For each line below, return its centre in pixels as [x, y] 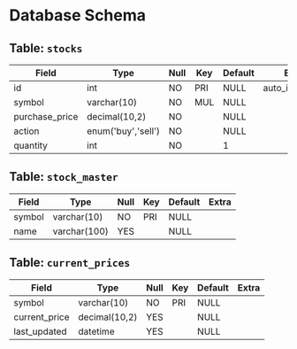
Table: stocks [46, 48]
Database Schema [78, 16]
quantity [31, 145]
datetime [96, 331]
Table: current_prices [70, 263]
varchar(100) [80, 231]
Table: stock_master [64, 177]
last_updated [41, 331]
